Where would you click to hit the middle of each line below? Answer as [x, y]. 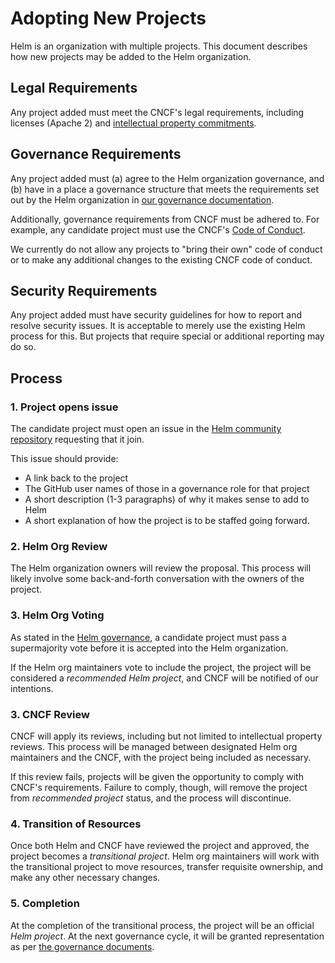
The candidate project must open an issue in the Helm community [146, 429]
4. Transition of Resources [76, 824]
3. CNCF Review [50, 714]
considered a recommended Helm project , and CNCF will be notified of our [164, 678]
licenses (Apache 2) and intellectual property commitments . [133, 123]
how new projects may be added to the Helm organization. [131, 56]
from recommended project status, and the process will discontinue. [151, 798]
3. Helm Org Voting [57, 615]
